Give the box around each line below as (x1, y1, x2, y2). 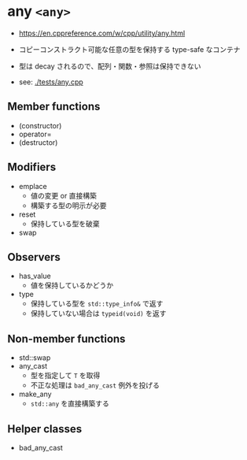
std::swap (18, 353, 51, 362)
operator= (18, 129, 52, 139)
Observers (7, 250, 61, 264)
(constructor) (18, 121, 62, 130)
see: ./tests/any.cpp (18, 77, 83, 87)
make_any (18, 389, 52, 399)
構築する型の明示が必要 (30, 200, 107, 210)
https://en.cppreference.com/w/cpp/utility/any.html (18, 28, 186, 38)
